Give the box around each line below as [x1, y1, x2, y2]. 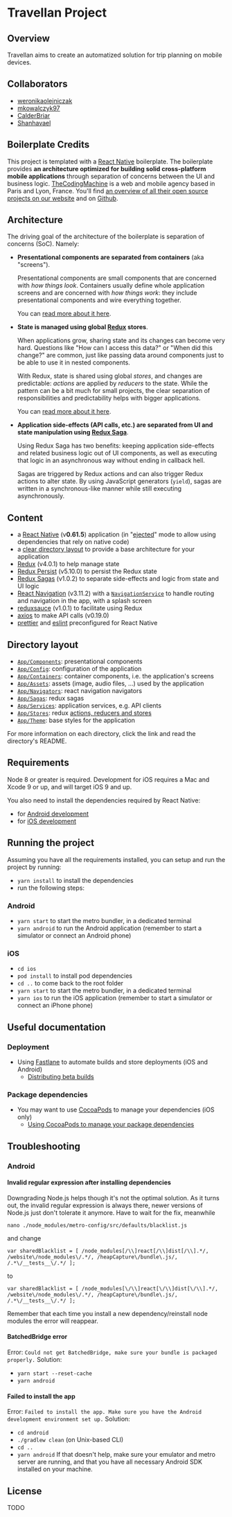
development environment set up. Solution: [7, 1415, 130, 1423]
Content [7, 511, 44, 524]
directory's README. [7, 737, 67, 746]
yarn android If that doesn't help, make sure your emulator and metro [17, 1450, 216, 1459]
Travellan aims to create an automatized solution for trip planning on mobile [7, 51, 223, 59]
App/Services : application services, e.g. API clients [17, 701, 161, 710]
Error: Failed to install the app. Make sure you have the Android [7, 1408, 202, 1416]
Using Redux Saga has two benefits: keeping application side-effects [17, 441, 215, 450]
